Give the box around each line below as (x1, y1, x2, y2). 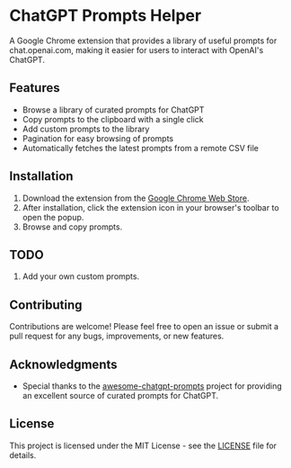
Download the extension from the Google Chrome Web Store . (22, 193, 250, 203)
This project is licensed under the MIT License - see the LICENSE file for (9, 440, 277, 451)
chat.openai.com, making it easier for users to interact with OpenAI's (9, 44, 264, 55)
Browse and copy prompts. (22, 221, 123, 232)
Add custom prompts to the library (22, 123, 150, 134)
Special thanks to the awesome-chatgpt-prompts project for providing (22, 381, 283, 391)
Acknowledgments (9, 356, 119, 372)
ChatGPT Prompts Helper (9, 5, 202, 26)
